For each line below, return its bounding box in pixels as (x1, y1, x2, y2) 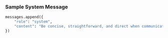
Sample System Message (5, 3, 68, 10)
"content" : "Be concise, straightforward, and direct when (14, 24, 140, 29)
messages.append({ (5, 15, 43, 20)
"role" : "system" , (14, 19, 52, 24)
